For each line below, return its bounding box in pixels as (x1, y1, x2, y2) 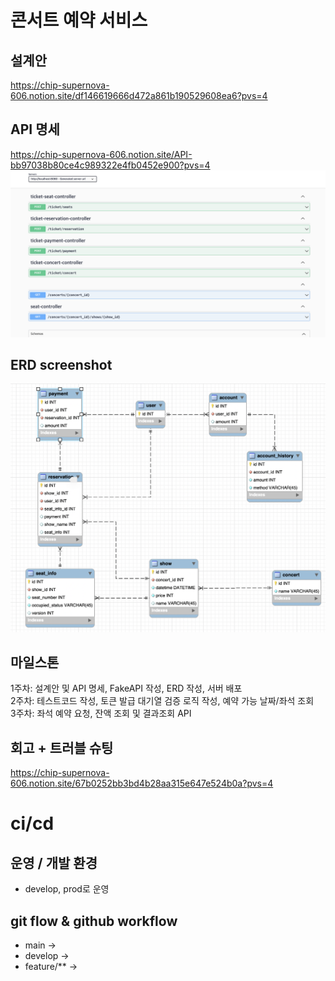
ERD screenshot (10, 356, 113, 373)
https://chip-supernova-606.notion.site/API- (10, 148, 193, 160)
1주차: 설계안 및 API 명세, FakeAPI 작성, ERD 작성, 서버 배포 (10, 682, 243, 695)
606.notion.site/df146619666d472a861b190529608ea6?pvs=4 (10, 90, 268, 101)
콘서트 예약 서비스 (10, 9, 148, 32)
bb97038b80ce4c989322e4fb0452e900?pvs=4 (10, 159, 211, 171)
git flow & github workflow (10, 912, 178, 930)
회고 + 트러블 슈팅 (10, 739, 114, 756)
